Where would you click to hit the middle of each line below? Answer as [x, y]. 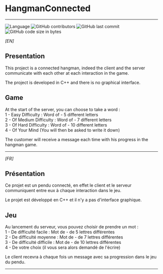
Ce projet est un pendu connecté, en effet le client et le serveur [68, 185]
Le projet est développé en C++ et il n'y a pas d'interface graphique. [73, 200]
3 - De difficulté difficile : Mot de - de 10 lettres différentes [63, 242]
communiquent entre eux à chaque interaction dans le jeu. [63, 191]
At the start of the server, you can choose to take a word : [63, 109]
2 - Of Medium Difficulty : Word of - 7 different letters [58, 120]
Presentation [25, 56]
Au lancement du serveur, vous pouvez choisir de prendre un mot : [72, 227]
